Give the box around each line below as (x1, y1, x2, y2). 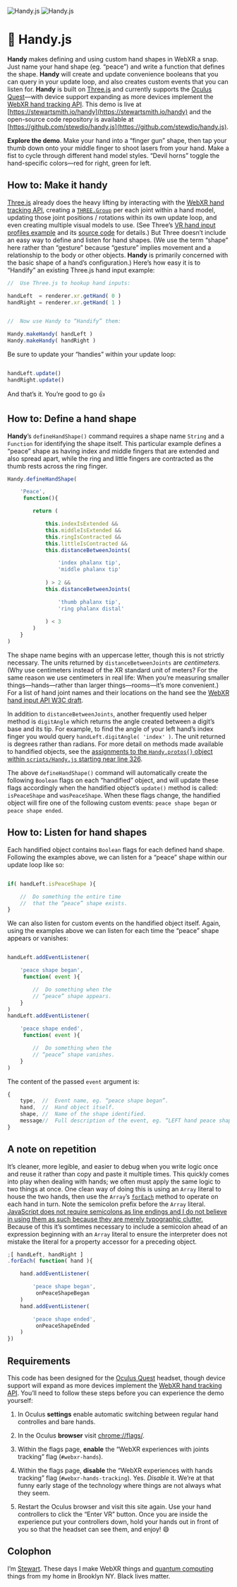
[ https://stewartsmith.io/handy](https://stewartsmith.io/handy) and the (7, 107, 212, 116)
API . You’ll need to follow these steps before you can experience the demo (7, 1389, 224, 1397)
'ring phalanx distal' (57, 605, 125, 612)
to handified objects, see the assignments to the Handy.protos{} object (7, 747, 213, 755)
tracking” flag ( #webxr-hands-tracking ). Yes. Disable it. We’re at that (17, 1474, 215, 1482)
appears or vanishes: (7, 934, 68, 943)
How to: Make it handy (7, 179, 108, 191)
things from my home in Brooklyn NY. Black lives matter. (7, 1571, 171, 1580)
